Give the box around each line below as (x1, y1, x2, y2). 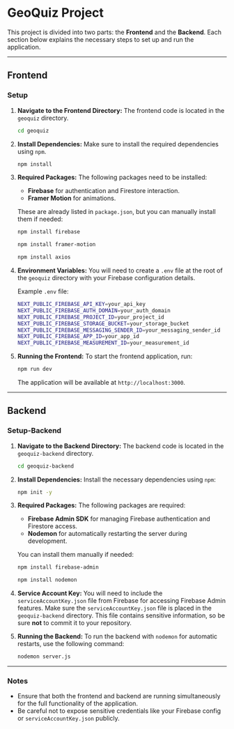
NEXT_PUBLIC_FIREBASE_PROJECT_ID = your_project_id (17, 314, 165, 321)
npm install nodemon (17, 576, 77, 583)
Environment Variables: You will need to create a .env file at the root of (17, 266, 223, 275)
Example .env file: (17, 287, 69, 296)
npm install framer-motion (17, 241, 96, 248)
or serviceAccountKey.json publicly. (17, 714, 120, 723)
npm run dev (17, 366, 52, 373)
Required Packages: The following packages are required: (17, 501, 186, 509)
